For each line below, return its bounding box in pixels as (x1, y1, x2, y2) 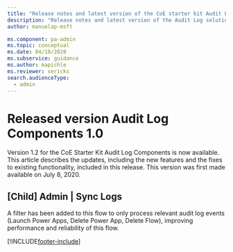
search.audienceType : (7, 74, 70, 81)
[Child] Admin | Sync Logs (7, 190, 123, 202)
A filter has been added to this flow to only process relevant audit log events (7, 209, 225, 217)
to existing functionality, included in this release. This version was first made (7, 163, 225, 171)
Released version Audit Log (7, 110, 169, 126)
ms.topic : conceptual (7, 42, 70, 49)
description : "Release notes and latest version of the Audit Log (7, 17, 203, 24)
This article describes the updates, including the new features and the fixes (7, 156, 223, 164)
